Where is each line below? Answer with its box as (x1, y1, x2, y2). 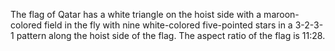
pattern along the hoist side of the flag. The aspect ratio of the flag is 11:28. (16, 30, 326, 41)
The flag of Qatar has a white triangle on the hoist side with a (10, 9, 262, 20)
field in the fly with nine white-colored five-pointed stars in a (43, 19, 293, 31)
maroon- (263, 9, 300, 20)
